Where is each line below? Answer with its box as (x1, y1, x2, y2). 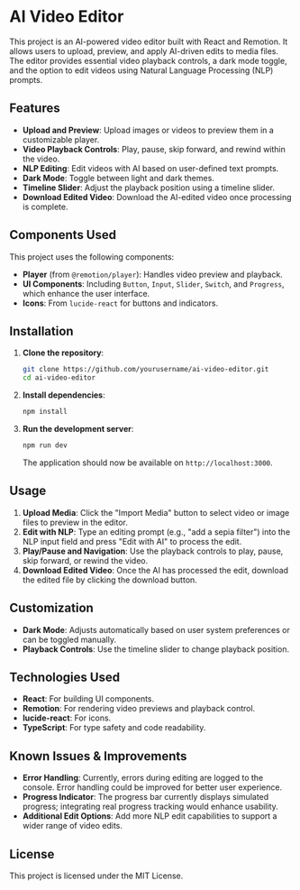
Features (9, 101, 60, 116)
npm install (22, 408, 68, 417)
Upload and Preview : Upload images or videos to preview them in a (22, 124, 275, 135)
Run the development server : (22, 424, 134, 434)
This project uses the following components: (9, 251, 175, 262)
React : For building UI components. (22, 693, 155, 704)
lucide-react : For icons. (22, 712, 112, 723)
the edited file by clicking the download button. (22, 574, 198, 585)
